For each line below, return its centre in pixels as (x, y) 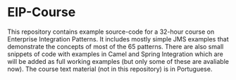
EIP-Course (42, 12)
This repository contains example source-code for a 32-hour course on (111, 32)
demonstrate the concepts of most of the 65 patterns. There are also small (116, 46)
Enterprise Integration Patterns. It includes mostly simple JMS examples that (118, 39)
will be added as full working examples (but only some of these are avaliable (118, 61)
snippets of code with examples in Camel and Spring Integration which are (115, 54)
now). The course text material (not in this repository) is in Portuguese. (110, 69)
